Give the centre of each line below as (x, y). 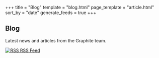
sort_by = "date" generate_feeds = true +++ (51, 13)
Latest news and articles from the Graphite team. (56, 40)
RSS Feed (30, 50)
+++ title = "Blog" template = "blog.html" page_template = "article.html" (80, 7)
